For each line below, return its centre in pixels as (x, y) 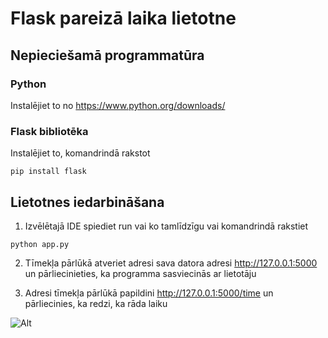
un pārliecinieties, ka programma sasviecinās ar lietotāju (140, 273)
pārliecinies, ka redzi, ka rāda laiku (96, 303)
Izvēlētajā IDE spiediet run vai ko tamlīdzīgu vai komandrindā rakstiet (166, 226)
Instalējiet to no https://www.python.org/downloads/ (118, 105)
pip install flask (48, 172)
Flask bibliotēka (49, 131)
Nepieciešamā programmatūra (107, 55)
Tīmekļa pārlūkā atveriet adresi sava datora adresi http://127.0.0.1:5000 (171, 263)
